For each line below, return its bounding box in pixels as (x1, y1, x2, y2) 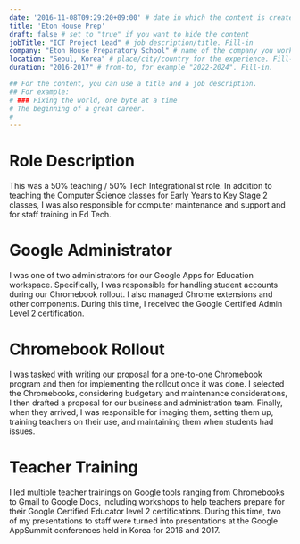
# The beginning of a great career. (9, 104, 146, 113)
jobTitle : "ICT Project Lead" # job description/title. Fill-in (9, 38, 254, 47)
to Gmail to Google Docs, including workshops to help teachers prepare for (9, 497, 286, 506)
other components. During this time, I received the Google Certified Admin (9, 299, 283, 310)
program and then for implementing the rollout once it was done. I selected (9, 378, 285, 389)
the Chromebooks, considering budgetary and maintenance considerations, (9, 388, 288, 399)
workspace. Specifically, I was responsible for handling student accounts (9, 279, 279, 291)
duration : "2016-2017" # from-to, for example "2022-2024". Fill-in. (9, 64, 274, 72)
